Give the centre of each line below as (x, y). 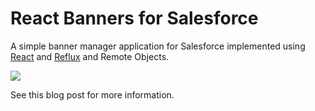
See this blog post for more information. (92, 94)
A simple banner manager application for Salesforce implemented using (158, 46)
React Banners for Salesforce (134, 18)
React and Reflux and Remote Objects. (90, 56)
